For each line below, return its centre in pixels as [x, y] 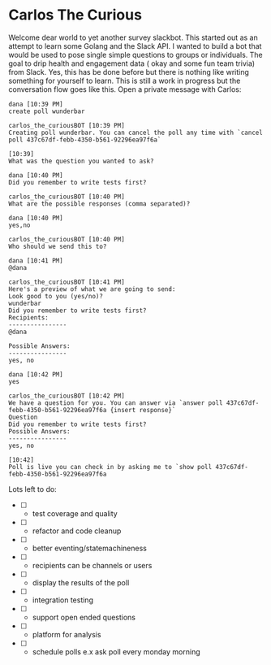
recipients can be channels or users [92, 565]
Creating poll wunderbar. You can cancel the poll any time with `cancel [136, 133]
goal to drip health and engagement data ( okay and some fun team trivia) [132, 63]
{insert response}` [143, 410]
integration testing [62, 600]
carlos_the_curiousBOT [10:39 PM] [67, 125]
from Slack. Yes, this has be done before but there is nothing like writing [129, 72]
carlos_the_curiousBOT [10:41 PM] [67, 282]
